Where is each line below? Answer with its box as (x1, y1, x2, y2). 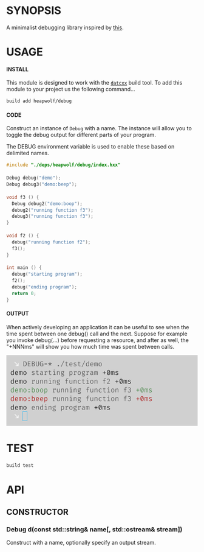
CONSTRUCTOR (6, 507, 69, 517)
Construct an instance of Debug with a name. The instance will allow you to (6, 125, 192, 132)
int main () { (6, 265, 42, 271)
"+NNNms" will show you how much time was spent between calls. (6, 343, 175, 350)
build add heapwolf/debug (6, 98, 72, 104)
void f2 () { (6, 232, 39, 239)
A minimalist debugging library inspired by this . (6, 24, 124, 31)
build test (6, 462, 34, 469)
